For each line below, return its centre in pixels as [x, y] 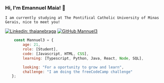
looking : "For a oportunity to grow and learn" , [73, 67]
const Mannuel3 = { [34, 40]
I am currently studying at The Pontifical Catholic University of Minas [82, 18]
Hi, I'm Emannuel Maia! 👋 [35, 8]
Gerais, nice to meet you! [33, 22]
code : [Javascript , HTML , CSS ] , [56, 54]
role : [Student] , [40, 49]
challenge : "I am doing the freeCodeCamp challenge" [78, 72]
